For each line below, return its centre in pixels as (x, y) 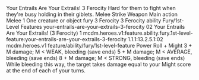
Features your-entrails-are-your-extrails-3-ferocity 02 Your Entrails (103, 27)
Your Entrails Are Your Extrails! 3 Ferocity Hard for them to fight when (91, 8)
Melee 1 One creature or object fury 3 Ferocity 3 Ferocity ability (84, 21)
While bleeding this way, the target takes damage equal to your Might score (99, 64)
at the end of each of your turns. (46, 71)
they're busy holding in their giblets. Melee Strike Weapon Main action (92, 14)
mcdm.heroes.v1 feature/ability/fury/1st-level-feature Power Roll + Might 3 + (99, 46)
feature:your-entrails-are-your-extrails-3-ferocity (66, 39)
